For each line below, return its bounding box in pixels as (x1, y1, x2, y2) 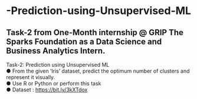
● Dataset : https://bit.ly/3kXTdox (6, 86, 88, 93)
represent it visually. (6, 74, 55, 80)
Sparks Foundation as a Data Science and (6, 36, 162, 46)
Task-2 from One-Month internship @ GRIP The (6, 28, 184, 37)
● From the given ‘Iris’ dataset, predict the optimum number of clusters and (6, 67, 190, 74)
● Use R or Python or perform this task (6, 80, 101, 87)
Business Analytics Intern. (6, 46, 106, 56)
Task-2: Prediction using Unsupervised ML (6, 62, 110, 68)
